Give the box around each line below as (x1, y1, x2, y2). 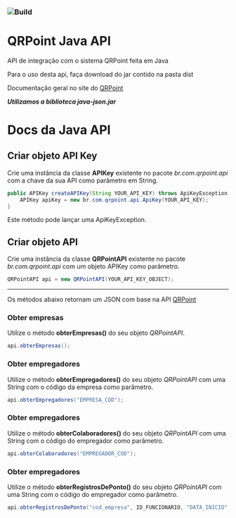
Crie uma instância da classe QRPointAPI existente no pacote (7, 254, 186, 264)
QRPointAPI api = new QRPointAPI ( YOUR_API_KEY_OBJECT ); (7, 276, 174, 283)
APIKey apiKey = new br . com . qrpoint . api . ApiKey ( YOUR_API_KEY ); (20, 196, 209, 204)
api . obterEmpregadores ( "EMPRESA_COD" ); (7, 396, 124, 403)
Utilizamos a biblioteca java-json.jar (7, 97, 117, 106)
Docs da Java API (7, 122, 111, 138)
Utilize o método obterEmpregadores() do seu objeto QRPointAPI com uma (7, 375, 226, 383)
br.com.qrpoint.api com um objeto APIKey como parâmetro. (7, 262, 180, 271)
